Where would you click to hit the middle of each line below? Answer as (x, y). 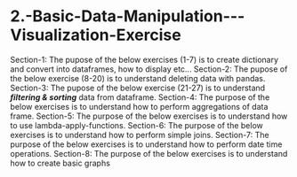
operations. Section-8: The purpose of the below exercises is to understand (149, 153)
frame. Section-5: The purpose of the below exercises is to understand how (149, 116)
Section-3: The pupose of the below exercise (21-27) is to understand (138, 88)
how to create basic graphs (60, 163)
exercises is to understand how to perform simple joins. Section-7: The (140, 135)
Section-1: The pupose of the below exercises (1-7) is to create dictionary (144, 59)
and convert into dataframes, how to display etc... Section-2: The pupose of (149, 69)
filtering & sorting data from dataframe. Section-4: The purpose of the (140, 97)
